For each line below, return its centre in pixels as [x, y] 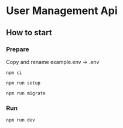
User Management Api [62, 11]
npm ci [14, 73]
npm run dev [20, 120]
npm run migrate [26, 93]
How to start [29, 33]
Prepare [18, 49]
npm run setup [23, 83]
